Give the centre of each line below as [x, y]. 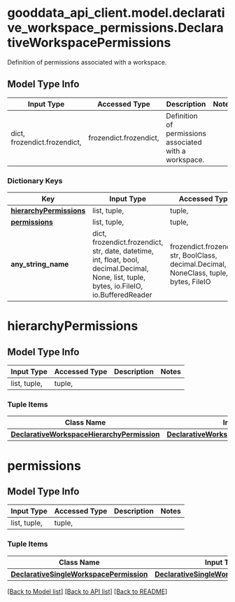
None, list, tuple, [119, 277]
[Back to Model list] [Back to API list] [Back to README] [87, 591]
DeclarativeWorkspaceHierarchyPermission [85, 434]
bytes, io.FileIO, [117, 286]
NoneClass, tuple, [199, 273]
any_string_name [40, 265]
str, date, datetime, [123, 251]
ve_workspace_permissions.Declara [115, 28]
